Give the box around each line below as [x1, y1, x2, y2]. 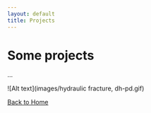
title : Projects [7, 17, 55, 24]
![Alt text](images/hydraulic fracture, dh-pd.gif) [7, 84, 145, 93]
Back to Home [7, 98, 49, 107]
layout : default [7, 10, 55, 18]
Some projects [7, 47, 95, 64]
